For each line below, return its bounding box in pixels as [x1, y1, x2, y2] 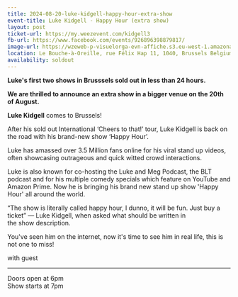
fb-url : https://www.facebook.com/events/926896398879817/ [7, 37, 186, 44]
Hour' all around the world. [7, 189, 86, 198]
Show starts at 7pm [7, 281, 64, 290]
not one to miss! [7, 240, 55, 248]
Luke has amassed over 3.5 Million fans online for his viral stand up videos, [7, 146, 227, 155]
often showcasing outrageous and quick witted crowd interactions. [7, 153, 203, 162]
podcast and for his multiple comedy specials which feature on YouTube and [7, 174, 231, 183]
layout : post [7, 23, 46, 30]
